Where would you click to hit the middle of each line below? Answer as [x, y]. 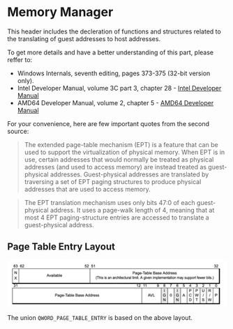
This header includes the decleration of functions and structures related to [114, 31]
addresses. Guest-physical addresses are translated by [129, 174]
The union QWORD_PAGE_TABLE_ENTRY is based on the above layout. [100, 318]
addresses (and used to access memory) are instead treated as [115, 167]
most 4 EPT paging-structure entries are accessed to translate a [116, 217]
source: [18, 131]
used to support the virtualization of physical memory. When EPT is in [125, 152]
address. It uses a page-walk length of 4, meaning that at [132, 210]
